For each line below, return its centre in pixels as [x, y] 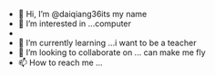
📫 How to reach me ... [60, 62]
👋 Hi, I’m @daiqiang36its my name [82, 14]
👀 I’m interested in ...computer [75, 24]
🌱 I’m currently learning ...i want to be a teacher [107, 43]
